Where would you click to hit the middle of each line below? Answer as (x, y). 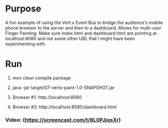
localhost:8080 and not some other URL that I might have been (70, 38)
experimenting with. (26, 43)
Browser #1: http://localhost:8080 (47, 97)
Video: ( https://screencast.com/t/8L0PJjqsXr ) (63, 119)
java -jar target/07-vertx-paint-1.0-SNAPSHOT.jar (63, 87)
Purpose (23, 9)
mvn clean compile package (42, 77)
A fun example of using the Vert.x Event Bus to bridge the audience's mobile (84, 22)
